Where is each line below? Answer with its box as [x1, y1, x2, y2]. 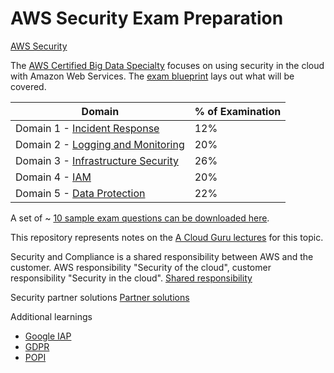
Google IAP [24, 330, 72, 342]
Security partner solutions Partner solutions [10, 291, 190, 303]
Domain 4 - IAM [15, 170, 92, 184]
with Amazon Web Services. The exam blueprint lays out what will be [10, 70, 295, 82]
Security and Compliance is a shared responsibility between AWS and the [10, 250, 314, 262]
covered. [10, 80, 47, 92]
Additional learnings [10, 310, 93, 322]
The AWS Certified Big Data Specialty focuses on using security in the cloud [10, 59, 325, 71]
